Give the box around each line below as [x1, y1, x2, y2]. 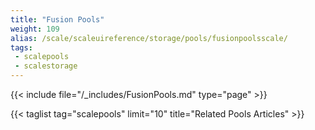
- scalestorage [14, 61, 78, 71]
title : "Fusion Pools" [10, 14, 105, 25]
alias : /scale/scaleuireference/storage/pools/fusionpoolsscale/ [10, 33, 288, 43]
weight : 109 [10, 24, 60, 34]
